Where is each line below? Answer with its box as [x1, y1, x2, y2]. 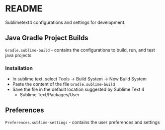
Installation [5, 65, 33, 71]
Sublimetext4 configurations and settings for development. [5, 19, 126, 25]
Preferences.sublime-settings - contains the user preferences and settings [5, 119, 160, 125]
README [5, 3, 43, 14]
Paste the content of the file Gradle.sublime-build [12, 81, 115, 87]
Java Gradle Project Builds [5, 34, 88, 42]
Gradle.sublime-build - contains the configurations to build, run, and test [5, 47, 155, 53]
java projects [5, 52, 32, 58]
